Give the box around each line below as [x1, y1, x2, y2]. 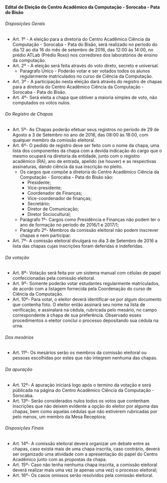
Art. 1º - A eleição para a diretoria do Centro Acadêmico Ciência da [12, 36, 151, 42]
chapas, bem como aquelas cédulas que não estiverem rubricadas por [12, 408, 158, 414]
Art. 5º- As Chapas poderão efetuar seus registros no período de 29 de [12, 127, 160, 132]
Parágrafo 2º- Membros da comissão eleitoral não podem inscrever [19, 227, 159, 233]
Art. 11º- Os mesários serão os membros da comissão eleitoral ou [12, 349, 147, 356]
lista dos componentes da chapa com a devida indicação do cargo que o [12, 148, 162, 154]
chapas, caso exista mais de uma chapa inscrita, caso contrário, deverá [12, 446, 160, 452]
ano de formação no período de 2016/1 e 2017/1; [19, 222, 119, 228]
